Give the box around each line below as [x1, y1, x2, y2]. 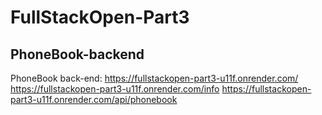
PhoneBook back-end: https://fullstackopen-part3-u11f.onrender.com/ [10, 72, 299, 84]
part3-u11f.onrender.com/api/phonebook [10, 94, 178, 105]
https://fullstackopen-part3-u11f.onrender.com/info [10, 83, 220, 95]
